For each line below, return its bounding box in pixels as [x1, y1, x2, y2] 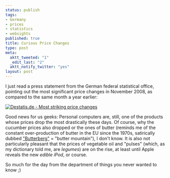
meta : [5, 50, 17, 55]
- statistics [5, 27, 33, 32]
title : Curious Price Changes [5, 41, 70, 46]
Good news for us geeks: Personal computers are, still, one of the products [5, 114, 163, 120]
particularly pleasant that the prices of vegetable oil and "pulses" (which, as [5, 141, 165, 147]
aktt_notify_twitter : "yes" [10, 64, 70, 69]
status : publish [5, 7, 40, 13]
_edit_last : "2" [10, 60, 44, 65]
